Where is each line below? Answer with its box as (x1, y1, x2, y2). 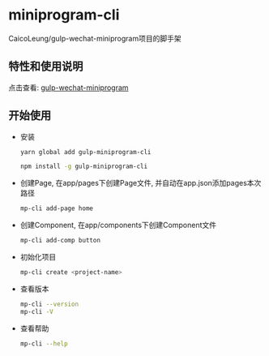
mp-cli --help (19, 339, 68, 348)
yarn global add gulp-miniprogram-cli (19, 148, 152, 156)
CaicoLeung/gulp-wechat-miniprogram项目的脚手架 (8, 33, 181, 43)
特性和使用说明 (8, 59, 83, 74)
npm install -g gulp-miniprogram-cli (19, 162, 148, 171)
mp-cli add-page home (19, 204, 93, 212)
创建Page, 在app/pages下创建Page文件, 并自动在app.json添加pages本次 (19, 178, 262, 188)
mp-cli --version (19, 300, 79, 308)
